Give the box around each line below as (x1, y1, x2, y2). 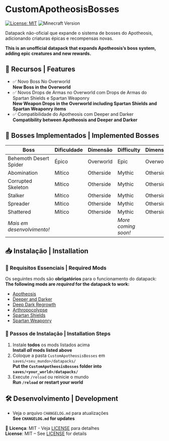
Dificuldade (54, 146, 83, 153)
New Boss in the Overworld (12, 84, 71, 90)
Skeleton (8, 184, 29, 191)
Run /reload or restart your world (12, 379, 83, 385)
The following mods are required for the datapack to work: (5, 281, 130, 287)
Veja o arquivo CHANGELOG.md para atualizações (12, 410, 109, 416)
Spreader (8, 200, 30, 207)
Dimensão (88, 146, 113, 153)
